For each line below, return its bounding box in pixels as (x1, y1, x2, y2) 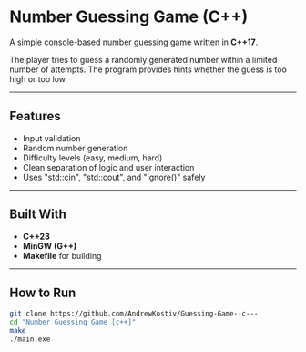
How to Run (9, 285, 76, 300)
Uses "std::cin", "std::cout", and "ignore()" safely (22, 171, 206, 182)
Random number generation (22, 142, 128, 153)
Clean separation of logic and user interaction (22, 161, 195, 172)
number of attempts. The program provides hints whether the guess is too (9, 64, 287, 75)
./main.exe (9, 335, 51, 344)
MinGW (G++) (22, 240, 77, 252)
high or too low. (9, 73, 68, 84)
